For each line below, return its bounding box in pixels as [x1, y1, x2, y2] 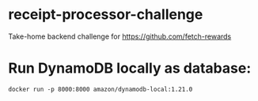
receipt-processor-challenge [8, 6, 203, 24]
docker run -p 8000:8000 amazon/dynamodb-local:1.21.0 [8, 85, 193, 93]
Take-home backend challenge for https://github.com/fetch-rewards [8, 32, 232, 41]
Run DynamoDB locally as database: [8, 59, 252, 77]
